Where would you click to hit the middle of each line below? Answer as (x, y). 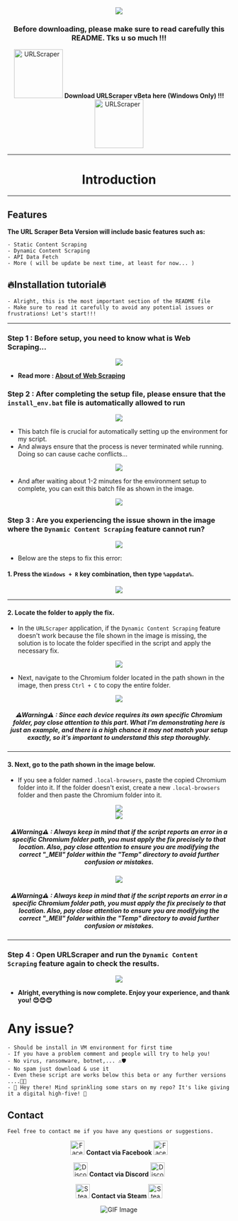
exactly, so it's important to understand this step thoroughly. (119, 737)
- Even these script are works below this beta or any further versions (117, 1075)
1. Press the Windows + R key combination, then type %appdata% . (101, 574)
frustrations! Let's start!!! (52, 314)
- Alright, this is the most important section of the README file (109, 301)
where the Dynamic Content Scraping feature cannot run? (106, 529)
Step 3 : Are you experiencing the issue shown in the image (112, 520)
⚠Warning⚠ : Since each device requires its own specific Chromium (119, 714)
